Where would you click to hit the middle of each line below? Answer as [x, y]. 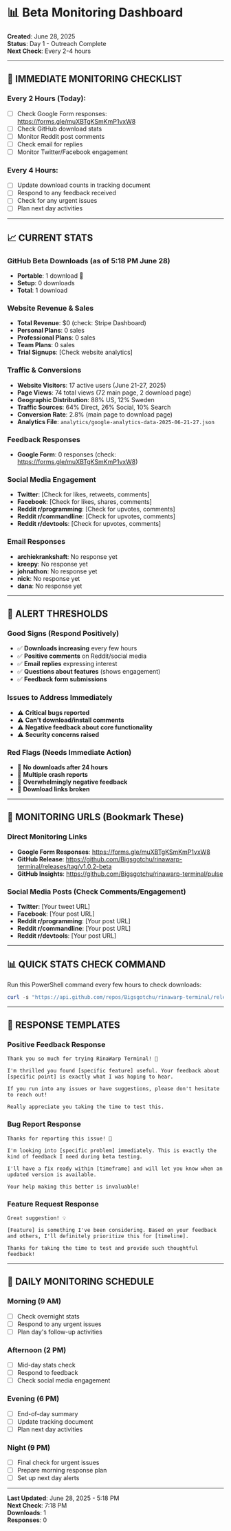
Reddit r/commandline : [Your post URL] [74, 928]
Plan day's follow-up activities [60, 1332]
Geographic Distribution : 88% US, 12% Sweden [86, 399]
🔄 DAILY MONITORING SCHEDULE [81, 1282]
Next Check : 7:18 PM [37, 1506]
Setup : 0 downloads [46, 283]
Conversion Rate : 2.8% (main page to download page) [95, 414]
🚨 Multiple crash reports [52, 774]
